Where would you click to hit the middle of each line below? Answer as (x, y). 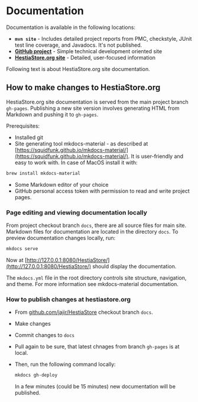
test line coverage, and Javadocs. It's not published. (78, 45)
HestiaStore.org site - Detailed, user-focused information (85, 57)
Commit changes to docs (45, 335)
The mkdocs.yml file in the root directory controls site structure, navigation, (96, 278)
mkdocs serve (22, 249)
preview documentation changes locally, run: (61, 238)
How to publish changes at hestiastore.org (69, 299)
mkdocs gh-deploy (36, 375)
